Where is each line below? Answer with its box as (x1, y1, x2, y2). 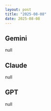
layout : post (5, 7, 32, 12)
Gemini (5, 34, 27, 42)
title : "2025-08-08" (5, 12, 47, 17)
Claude (5, 61, 28, 70)
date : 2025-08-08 (5, 16, 40, 21)
